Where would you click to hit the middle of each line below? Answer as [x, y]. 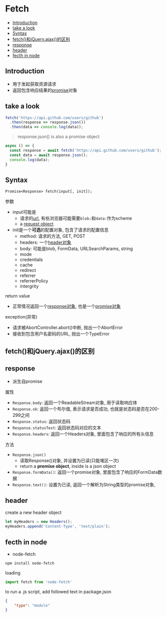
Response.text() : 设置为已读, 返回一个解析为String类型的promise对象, [84, 484]
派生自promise [27, 381]
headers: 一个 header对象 [45, 242]
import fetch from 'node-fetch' [39, 582]
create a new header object [33, 513]
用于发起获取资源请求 [34, 84]
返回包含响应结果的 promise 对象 [45, 90]
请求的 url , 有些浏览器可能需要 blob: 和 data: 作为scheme [76, 218]
